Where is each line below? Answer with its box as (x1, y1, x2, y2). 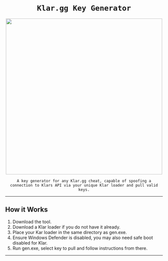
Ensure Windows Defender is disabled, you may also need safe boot (12, 235, 153, 241)
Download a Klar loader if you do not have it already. (12, 224, 121, 230)
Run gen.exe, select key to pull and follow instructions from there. (12, 245, 148, 251)
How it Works (5, 206, 48, 214)
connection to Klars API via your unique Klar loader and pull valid (9, 183, 158, 188)
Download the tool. (12, 219, 51, 225)
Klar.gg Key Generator (36, 3, 131, 13)
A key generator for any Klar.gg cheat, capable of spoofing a (16, 178, 151, 183)
